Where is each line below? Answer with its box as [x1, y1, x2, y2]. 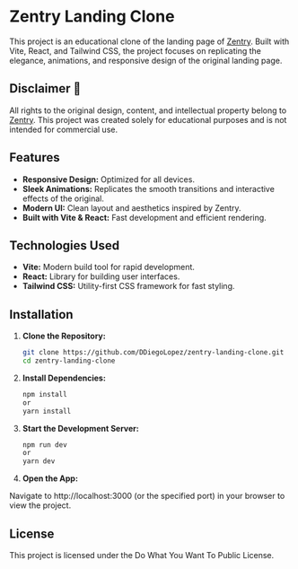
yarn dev [22, 457, 56, 466]
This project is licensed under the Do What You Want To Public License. [9, 550, 275, 560]
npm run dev [22, 440, 67, 450]
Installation [9, 307, 74, 322]
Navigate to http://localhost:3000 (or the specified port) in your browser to [9, 491, 285, 502]
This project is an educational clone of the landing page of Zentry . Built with [9, 36, 290, 47]
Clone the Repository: [22, 330, 106, 342]
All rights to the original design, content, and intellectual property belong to [9, 105, 287, 116]
